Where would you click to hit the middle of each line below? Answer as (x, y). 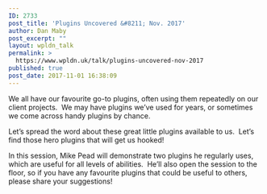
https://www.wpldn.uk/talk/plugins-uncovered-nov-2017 (110, 61)
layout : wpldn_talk (41, 46)
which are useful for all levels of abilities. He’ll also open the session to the (133, 164)
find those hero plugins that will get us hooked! (86, 140)
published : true (35, 68)
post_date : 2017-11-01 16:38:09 (63, 76)
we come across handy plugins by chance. (79, 116)
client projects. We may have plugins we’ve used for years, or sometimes (131, 107)
